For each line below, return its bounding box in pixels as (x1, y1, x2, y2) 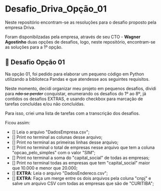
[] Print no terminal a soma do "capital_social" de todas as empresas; (12, 155, 150, 161)
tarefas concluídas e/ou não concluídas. (5, 101, 85, 107)
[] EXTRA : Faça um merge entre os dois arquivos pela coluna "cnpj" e (12, 175, 151, 181)
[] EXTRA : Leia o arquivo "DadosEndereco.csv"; (12, 170, 108, 176)
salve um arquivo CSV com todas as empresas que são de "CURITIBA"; (12, 180, 154, 186)
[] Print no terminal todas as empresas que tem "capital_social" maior (12, 160, 150, 165)
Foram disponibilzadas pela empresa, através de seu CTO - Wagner (5, 34, 141, 40)
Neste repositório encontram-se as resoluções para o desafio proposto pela (5, 19, 157, 25)
